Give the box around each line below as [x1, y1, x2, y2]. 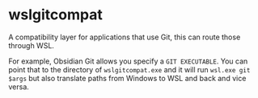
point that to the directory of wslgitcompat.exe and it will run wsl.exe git [8, 64, 251, 74]
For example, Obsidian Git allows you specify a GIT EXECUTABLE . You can [8, 56, 248, 66]
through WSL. [8, 40, 55, 50]
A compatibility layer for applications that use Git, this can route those [8, 32, 241, 42]
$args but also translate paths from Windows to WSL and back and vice [8, 73, 247, 83]
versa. [8, 82, 30, 92]
